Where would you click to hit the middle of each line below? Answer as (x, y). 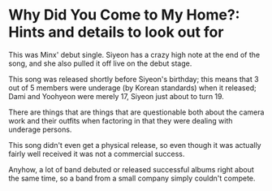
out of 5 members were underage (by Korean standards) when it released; (133, 88)
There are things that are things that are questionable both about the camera (136, 112)
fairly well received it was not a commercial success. (97, 154)
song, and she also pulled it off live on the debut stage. (100, 63)
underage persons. (40, 129)
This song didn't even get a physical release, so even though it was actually (135, 145)
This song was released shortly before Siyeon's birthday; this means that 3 (134, 79)
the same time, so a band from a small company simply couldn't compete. (132, 178)
